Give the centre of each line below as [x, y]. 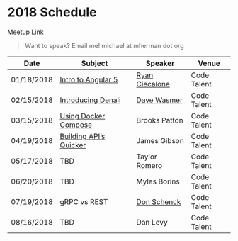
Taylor [147, 157]
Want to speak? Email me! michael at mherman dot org [104, 45]
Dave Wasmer [159, 100]
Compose [76, 125]
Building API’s [83, 136]
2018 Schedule [52, 12]
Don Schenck [159, 201]
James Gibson [160, 140]
